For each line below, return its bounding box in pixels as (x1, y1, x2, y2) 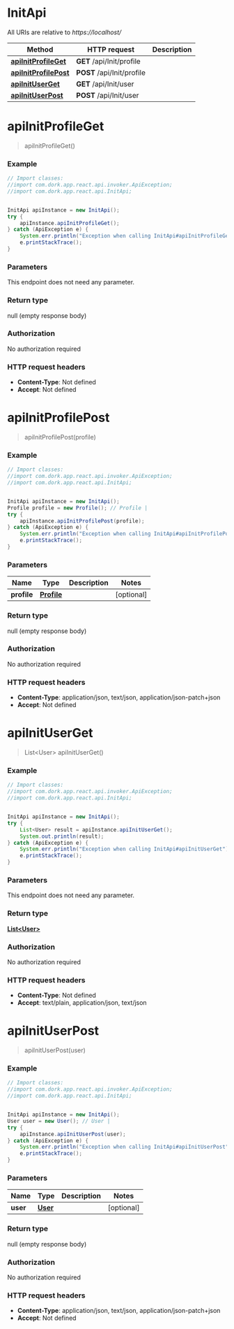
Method (26, 44, 54, 54)
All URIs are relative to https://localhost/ (7, 28, 122, 36)
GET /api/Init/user (76, 79, 134, 89)
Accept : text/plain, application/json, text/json (17, 998, 148, 1007)
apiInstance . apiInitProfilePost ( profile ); (19, 517, 145, 525)
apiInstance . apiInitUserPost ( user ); (19, 1131, 127, 1138)
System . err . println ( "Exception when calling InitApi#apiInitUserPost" (19, 1144, 229, 1151)
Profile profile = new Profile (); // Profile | (7, 504, 148, 511)
